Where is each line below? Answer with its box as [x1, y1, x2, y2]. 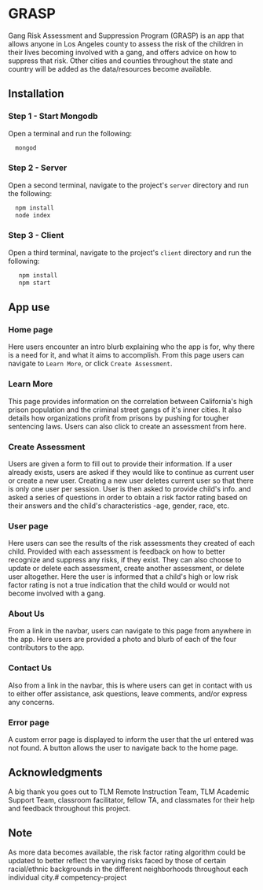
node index [15, 211, 51, 219]
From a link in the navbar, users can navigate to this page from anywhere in [8, 626, 252, 636]
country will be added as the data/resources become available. [8, 64, 212, 73]
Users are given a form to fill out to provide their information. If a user [8, 458, 233, 469]
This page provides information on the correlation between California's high [8, 396, 254, 406]
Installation [8, 87, 64, 101]
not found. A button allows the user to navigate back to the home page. [8, 744, 239, 753]
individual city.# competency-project [8, 872, 127, 882]
